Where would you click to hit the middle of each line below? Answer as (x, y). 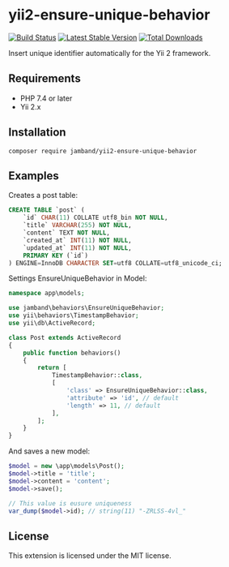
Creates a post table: (43, 195)
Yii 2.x (30, 106)
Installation (37, 133)
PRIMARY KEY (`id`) (56, 256)
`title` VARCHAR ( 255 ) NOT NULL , (77, 226)
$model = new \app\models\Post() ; (67, 466)
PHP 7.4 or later (46, 98)
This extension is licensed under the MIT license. (90, 556)
